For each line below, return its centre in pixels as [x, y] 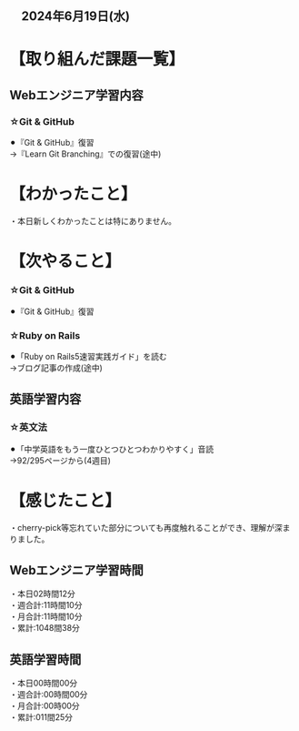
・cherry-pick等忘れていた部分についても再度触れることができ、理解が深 [146, 527]
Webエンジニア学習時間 [76, 570]
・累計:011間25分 [41, 717]
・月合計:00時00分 [45, 706]
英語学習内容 [45, 399]
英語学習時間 [45, 660]
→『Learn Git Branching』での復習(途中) [85, 154]
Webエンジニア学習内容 [76, 95]
